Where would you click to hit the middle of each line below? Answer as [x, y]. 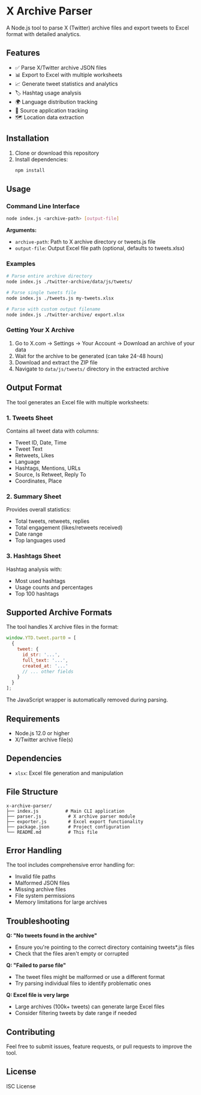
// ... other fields [48, 671]
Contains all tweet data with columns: [52, 431]
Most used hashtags [40, 581]
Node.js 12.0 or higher [42, 733]
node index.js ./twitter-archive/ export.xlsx [65, 315]
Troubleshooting [38, 921]
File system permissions [45, 896]
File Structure [32, 792]
